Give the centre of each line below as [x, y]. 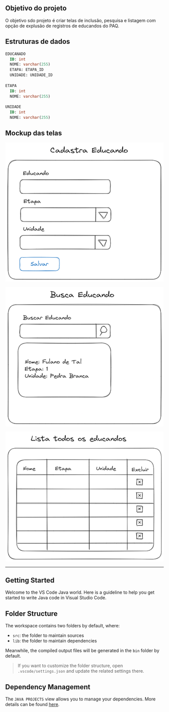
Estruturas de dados [38, 42]
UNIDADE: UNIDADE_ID [31, 75]
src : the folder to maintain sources [48, 635]
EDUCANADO [16, 54]
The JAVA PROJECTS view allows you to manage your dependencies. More [80, 699]
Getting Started [30, 580]
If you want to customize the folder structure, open [70, 666]
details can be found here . [32, 704]
